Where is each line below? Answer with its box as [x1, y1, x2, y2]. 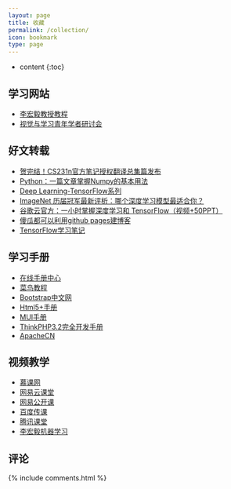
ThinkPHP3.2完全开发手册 [19, 322, 103, 331]
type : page [8, 41, 44, 49]
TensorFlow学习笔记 [19, 225, 85, 235]
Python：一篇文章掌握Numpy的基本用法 [19, 176, 149, 185]
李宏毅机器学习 [19, 427, 68, 436]
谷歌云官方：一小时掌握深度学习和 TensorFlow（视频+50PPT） [19, 206, 223, 215]
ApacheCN [19, 330, 56, 340]
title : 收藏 [8, 19, 45, 27]
